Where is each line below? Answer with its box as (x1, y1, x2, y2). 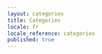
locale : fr (7, 23, 39, 30)
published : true (7, 36, 54, 43)
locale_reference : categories (7, 29, 96, 37)
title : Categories (7, 17, 61, 24)
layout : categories (7, 10, 64, 18)
